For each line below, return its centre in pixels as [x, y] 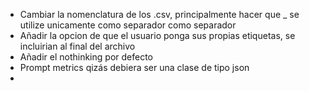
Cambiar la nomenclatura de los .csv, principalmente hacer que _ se [159, 14]
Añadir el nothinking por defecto [86, 57]
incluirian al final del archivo [77, 46]
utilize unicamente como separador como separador [128, 25]
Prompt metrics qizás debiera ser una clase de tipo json [134, 67]
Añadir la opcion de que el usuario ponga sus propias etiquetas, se [157, 35]
